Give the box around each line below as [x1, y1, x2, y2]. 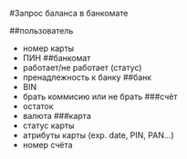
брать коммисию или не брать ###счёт [22, 91, 178, 102]
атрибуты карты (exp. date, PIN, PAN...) [22, 130, 175, 140]
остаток [22, 101, 54, 112]
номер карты [22, 43, 75, 54]
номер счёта [22, 140, 73, 150]
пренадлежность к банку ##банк [22, 72, 152, 83]
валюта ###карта [22, 111, 91, 121]
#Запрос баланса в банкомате [9, 8, 129, 18]
